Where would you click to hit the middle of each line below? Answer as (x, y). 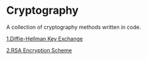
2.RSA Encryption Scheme (39, 50)
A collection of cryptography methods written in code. (73, 27)
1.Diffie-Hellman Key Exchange (45, 38)
